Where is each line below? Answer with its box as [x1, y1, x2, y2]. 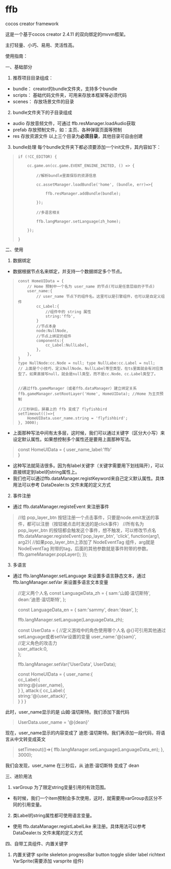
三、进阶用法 [5, 773, 32, 779]
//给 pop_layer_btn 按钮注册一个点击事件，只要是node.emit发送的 [17, 514, 155, 520]
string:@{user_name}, [17, 682, 64, 688]
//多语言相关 [36, 210, 60, 215]
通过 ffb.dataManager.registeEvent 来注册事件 [12, 503, 110, 510]
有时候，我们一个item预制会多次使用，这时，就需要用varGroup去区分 [12, 795, 158, 801]
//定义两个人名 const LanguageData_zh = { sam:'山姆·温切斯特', [17, 590, 151, 596]
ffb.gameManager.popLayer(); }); [17, 551, 88, 557]
